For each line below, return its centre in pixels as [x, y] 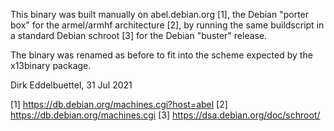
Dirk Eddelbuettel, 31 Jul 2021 [71, 85]
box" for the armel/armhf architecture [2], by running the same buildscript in [167, 25]
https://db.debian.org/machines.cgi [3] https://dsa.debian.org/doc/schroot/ [165, 115]
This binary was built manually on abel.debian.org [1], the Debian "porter [160, 14]
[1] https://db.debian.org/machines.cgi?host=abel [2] [119, 104]
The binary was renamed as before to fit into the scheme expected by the [161, 55]
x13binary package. [51, 65]
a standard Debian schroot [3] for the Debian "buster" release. [139, 35]
